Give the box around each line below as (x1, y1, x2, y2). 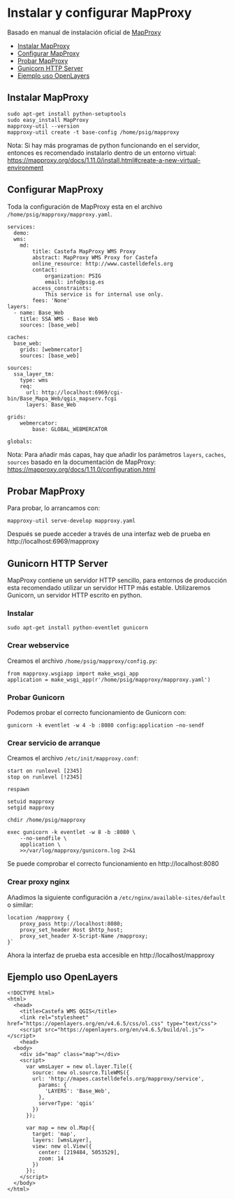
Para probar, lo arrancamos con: (7, 504, 100, 512)
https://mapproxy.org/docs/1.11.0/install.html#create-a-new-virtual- (7, 156, 201, 164)
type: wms (20, 376, 49, 383)
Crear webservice (7, 640, 70, 650)
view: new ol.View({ (32, 1143, 92, 1150)
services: (7, 223, 36, 231)
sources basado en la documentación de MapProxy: (7, 458, 156, 466)
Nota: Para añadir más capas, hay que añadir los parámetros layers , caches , (7, 450, 226, 458)
